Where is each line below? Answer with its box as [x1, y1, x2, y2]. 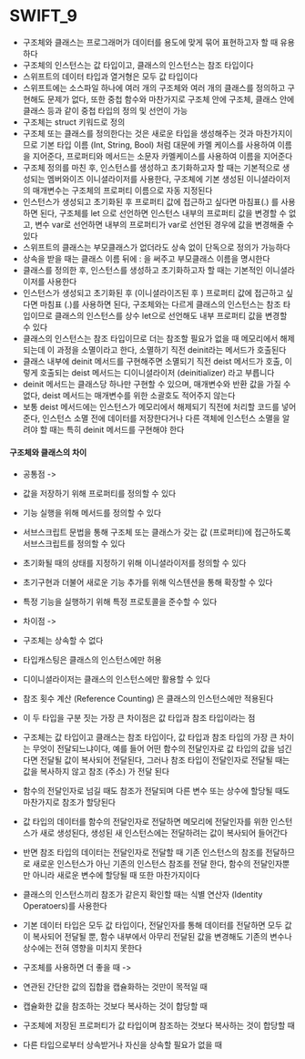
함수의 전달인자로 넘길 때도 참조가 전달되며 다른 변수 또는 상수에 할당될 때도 [22, 786, 290, 797]
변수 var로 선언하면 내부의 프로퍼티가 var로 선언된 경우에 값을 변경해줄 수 [35, 219, 294, 230]
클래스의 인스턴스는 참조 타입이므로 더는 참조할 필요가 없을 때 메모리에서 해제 [22, 333, 296, 344]
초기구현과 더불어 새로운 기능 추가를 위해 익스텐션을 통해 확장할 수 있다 [22, 577, 273, 588]
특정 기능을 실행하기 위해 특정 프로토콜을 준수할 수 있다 [22, 596, 218, 607]
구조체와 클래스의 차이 [9, 447, 87, 458]
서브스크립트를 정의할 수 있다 [22, 539, 126, 550]
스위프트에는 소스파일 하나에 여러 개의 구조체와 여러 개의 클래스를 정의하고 [22, 82, 286, 93]
